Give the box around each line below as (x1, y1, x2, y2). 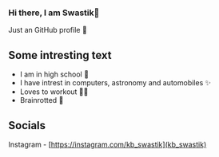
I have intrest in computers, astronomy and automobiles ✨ (19, 78, 212, 88)
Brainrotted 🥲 (19, 96, 64, 105)
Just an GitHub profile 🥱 (8, 26, 88, 35)
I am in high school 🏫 (19, 69, 90, 79)
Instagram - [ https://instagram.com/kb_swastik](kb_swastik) (8, 139, 207, 149)
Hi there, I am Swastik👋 (8, 7, 100, 18)
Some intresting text (8, 48, 112, 62)
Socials (8, 119, 46, 132)
